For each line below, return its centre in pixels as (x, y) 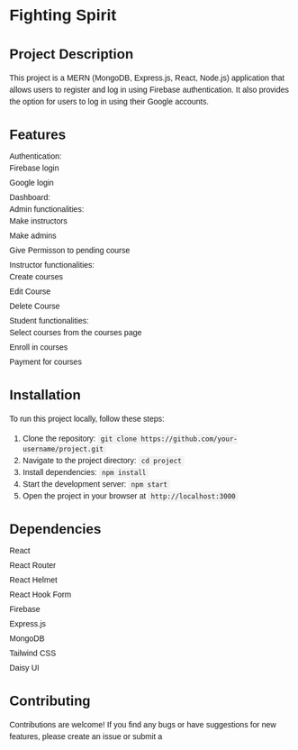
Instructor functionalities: (52, 265)
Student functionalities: (49, 321)
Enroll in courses (39, 348)
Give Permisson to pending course (70, 251)
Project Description (72, 54)
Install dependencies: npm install (84, 472)
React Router (33, 566)
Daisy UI (24, 668)
